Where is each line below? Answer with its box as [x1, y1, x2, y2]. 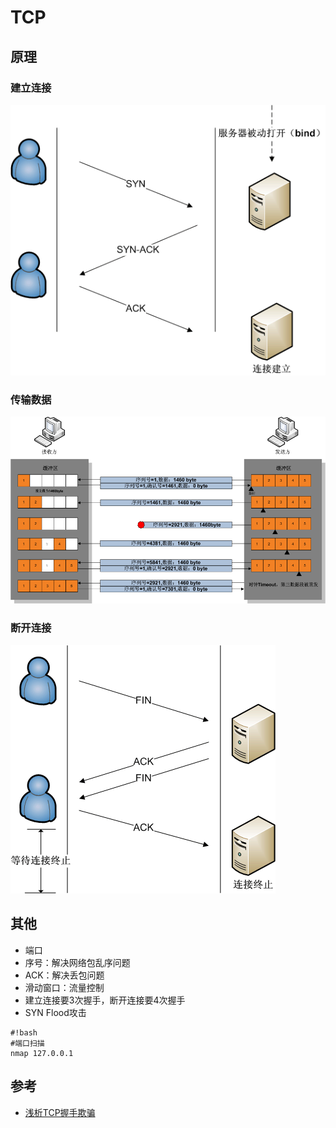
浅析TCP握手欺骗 [24, 1106, 96, 1118]
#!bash [10, 1027, 38, 1038]
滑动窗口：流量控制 [24, 981, 105, 993]
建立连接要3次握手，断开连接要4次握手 [24, 994, 186, 1006]
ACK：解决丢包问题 [24, 969, 105, 981]
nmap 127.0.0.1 [10, 1048, 74, 1058]
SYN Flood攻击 [24, 1006, 87, 1018]
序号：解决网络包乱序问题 [24, 956, 131, 968]
